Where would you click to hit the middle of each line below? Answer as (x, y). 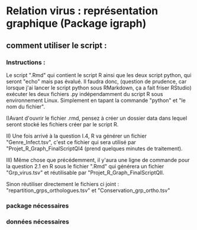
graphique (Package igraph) (76, 23)
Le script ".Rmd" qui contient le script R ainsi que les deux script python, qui (99, 75)
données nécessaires (38, 222)
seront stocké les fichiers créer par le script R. (62, 124)
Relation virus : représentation (82, 11)
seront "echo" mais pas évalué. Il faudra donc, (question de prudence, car (96, 81)
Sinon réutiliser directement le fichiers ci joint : (63, 184)
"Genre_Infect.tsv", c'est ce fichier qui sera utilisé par (71, 142)
